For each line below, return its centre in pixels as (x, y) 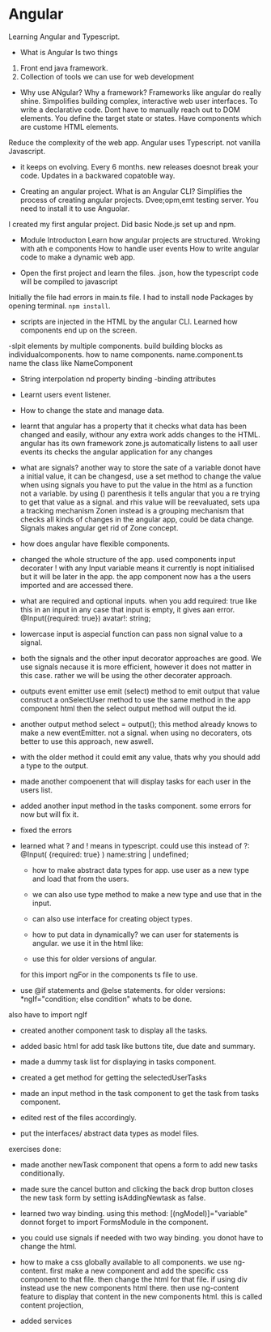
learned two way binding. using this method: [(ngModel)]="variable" (134, 1213)
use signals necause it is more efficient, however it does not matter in (136, 667)
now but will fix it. (49, 814)
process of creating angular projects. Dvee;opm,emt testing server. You (139, 200)
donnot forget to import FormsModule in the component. (114, 1222)
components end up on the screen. (78, 330)
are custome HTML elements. (69, 127)
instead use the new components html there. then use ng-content (129, 1287)
